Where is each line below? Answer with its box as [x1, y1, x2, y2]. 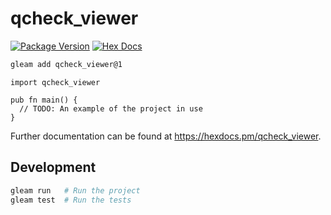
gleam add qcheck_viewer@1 [10, 59, 123, 69]
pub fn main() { [10, 95, 78, 105]
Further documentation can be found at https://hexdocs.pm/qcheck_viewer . [10, 130, 322, 142]
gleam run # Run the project [10, 185, 141, 196]
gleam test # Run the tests [10, 195, 132, 205]
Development [10, 159, 97, 176]
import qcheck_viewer [10, 77, 101, 87]
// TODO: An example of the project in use [19, 103, 203, 114]
